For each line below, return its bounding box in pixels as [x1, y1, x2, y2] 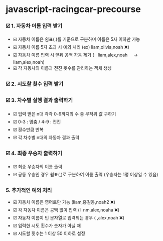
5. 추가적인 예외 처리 [6, 187, 52, 194]
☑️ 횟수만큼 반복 [13, 127, 44, 133]
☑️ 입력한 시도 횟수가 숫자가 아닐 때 [13, 222, 81, 229]
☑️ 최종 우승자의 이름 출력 [13, 164, 62, 169]
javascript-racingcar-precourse [6, 4, 141, 15]
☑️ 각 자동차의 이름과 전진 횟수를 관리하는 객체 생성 [13, 65, 112, 71]
